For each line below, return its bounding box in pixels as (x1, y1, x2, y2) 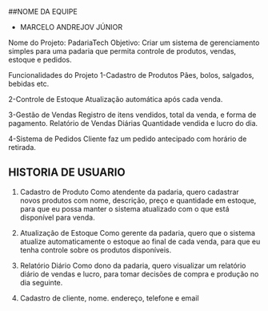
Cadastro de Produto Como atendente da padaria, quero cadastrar (19, 187, 240, 196)
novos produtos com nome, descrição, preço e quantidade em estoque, (19, 196, 257, 205)
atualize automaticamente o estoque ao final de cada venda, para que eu (19, 236, 261, 246)
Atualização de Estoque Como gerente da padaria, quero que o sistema (19, 228, 256, 237)
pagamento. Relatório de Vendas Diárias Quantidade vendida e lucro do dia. (8, 119, 258, 127)
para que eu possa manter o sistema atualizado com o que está (19, 204, 230, 213)
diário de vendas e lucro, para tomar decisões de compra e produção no (19, 269, 259, 279)
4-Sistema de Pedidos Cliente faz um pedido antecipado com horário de (8, 134, 247, 143)
